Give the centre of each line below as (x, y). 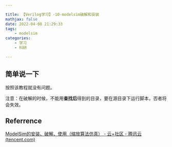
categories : (18, 38)
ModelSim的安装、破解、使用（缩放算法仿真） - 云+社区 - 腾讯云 (73, 134)
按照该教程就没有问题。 (30, 87)
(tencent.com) (20, 140)
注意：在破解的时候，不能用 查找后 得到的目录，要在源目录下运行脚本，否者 (84, 98)
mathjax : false (21, 19)
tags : (11, 29)
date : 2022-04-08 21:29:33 (34, 24)
